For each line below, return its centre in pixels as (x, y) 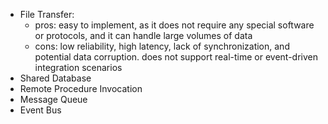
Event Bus (40, 110)
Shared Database (55, 78)
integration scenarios (78, 67)
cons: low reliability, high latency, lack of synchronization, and (162, 46)
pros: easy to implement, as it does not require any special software (174, 25)
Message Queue (53, 99)
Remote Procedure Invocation (81, 88)
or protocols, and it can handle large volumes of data (143, 35)
